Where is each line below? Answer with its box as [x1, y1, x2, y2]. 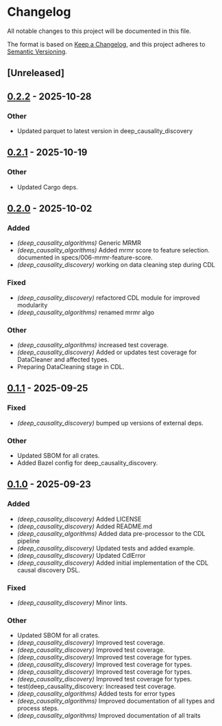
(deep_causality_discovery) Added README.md [16, 522, 153, 530]
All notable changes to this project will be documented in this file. [7, 27, 192, 35]
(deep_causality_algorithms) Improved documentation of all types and [16, 697, 215, 705]
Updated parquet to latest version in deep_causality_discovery [16, 127, 193, 135]
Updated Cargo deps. [16, 183, 79, 191]
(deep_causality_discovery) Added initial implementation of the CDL [16, 559, 209, 567]
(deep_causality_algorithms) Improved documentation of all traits [16, 712, 201, 720]
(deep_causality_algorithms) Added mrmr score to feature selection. [16, 246, 210, 255]
